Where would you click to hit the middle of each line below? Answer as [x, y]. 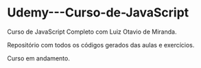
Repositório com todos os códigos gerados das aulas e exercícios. [101, 45]
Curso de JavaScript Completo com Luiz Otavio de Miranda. [92, 32]
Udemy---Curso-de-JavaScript [98, 13]
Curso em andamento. [38, 58]
